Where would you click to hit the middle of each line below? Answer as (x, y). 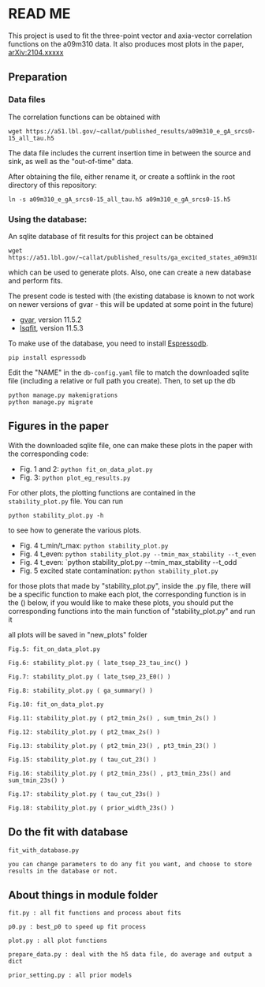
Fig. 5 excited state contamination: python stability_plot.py (119, 570)
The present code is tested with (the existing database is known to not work (131, 296)
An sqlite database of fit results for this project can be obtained (111, 236)
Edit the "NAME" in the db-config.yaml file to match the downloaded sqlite (129, 372)
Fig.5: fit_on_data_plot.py (54, 649)
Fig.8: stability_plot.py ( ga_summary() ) (81, 690)
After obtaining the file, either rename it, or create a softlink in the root (121, 176)
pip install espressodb (47, 357)
